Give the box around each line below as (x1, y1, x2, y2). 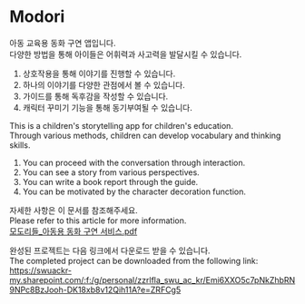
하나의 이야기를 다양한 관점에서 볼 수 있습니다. (22, 79, 186, 90)
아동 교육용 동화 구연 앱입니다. (9, 37, 116, 48)
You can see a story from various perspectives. (22, 166, 200, 178)
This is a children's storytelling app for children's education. (9, 120, 234, 131)
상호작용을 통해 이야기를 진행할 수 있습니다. (22, 68, 176, 79)
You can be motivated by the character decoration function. (22, 186, 247, 197)
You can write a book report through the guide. (22, 176, 199, 187)
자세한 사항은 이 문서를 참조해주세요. (9, 204, 138, 215)
